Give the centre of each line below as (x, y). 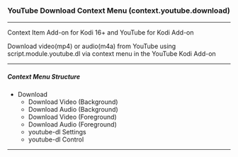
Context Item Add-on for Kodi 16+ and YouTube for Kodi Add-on (101, 33)
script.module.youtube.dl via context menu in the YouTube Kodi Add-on (112, 54)
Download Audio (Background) (73, 110)
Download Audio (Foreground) (72, 124)
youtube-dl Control (56, 139)
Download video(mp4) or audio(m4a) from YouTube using (92, 46)
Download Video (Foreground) (72, 117)
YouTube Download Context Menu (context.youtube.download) (119, 11)
